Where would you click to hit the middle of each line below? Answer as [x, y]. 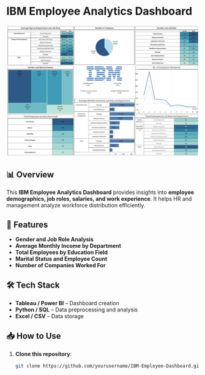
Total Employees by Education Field [61, 253]
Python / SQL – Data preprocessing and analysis [76, 310]
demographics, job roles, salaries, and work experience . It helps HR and [99, 199]
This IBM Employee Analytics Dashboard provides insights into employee [100, 192]
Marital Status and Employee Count [61, 259]
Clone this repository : [43, 354]
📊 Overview [30, 175]
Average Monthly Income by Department [68, 246]
